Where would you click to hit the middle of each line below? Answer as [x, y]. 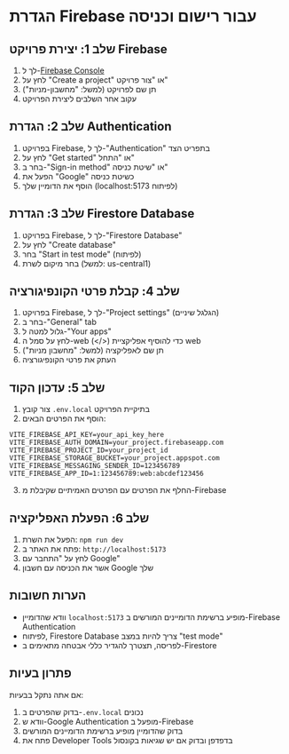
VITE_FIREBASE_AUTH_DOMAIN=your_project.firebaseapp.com [117, 443]
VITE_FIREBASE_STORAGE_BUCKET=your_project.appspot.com [114, 458]
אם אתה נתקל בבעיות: [47, 694]
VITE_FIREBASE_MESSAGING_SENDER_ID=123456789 [94, 466]
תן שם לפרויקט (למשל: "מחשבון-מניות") [89, 89]
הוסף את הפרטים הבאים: [64, 418]
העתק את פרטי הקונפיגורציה [69, 360]
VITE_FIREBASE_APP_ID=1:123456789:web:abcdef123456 [106, 474]
